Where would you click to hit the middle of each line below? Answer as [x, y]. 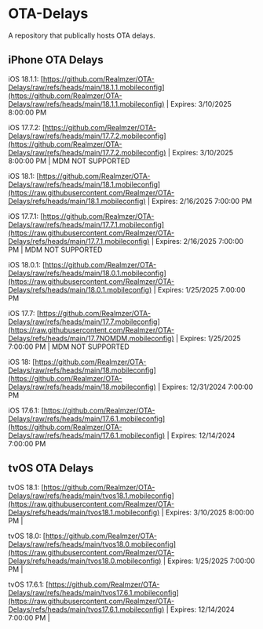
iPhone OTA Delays [56, 60]
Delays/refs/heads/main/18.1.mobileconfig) [77, 201]
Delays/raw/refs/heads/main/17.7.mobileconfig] [84, 322]
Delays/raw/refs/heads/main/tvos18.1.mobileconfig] [91, 496]
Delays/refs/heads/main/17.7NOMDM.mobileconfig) [91, 338]
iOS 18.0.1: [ [27, 264]
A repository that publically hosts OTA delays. [82, 35]
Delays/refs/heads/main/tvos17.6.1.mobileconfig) [86, 609]
